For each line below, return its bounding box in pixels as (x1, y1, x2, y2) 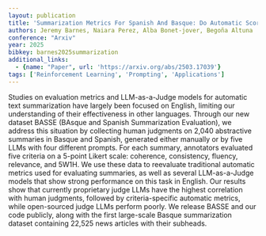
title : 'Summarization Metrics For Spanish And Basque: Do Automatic (8, 19, 243, 27)
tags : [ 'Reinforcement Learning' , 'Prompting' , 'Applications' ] (8, 70, 225, 78)
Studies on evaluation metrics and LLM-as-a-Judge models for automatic (8, 92, 248, 101)
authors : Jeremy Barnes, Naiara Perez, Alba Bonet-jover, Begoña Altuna (8, 26, 253, 34)
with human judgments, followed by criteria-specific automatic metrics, (8, 193, 241, 203)
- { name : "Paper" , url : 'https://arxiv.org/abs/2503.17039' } (15, 63, 222, 71)
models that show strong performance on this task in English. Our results (8, 176, 246, 186)
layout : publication (8, 11, 77, 20)
